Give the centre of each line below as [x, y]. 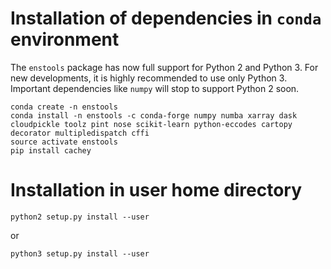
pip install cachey [51, 150]
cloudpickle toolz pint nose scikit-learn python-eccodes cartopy [151, 124]
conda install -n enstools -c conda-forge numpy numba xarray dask [154, 115]
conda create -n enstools [64, 107]
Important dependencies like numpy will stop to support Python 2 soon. [155, 88]
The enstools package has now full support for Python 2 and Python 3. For [164, 67]
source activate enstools [64, 142]
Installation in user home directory [156, 190]
